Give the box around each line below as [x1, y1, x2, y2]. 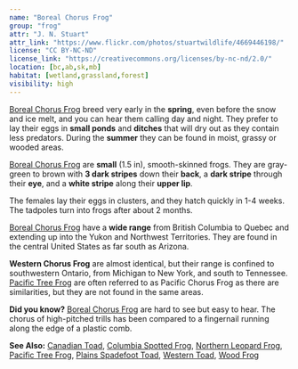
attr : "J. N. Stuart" [9, 29, 90, 38]
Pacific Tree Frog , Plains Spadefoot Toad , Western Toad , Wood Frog [9, 349, 260, 360]
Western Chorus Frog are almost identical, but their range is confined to [9, 258, 275, 268]
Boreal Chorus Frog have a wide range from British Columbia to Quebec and [9, 222, 289, 233]
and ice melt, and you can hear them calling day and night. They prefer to [9, 113, 278, 124]
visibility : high [9, 79, 74, 88]
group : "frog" [9, 21, 62, 30]
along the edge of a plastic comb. [9, 323, 133, 333]
